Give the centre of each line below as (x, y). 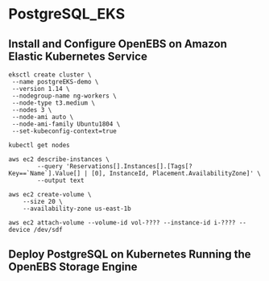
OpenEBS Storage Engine (73, 267)
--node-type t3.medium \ (53, 103)
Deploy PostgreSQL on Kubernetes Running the (130, 254)
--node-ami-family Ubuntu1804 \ (66, 124)
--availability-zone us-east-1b (77, 209)
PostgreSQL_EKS (67, 14)
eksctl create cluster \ (50, 75)
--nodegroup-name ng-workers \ (64, 96)
